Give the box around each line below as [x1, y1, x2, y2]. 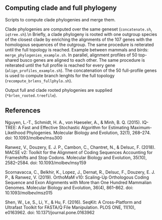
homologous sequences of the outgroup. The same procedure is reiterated [5, 41, 154, 48]
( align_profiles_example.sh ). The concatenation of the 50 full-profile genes [5, 68, 157, 73]
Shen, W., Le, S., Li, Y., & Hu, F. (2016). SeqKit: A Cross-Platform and [5, 199, 142, 205]
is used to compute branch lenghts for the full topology [5, 72, 115, 78]
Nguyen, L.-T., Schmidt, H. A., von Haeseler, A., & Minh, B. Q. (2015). [5, 119, 141, 125]
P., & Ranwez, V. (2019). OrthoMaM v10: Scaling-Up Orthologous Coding [5, 174, 149, 180]
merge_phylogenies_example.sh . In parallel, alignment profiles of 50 [5, 52, 138, 58]
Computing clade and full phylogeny [5, 4, 117, 12]
